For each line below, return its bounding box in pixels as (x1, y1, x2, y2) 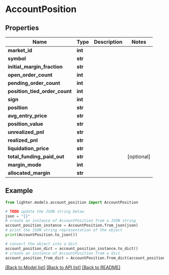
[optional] (127, 153, 151, 160)
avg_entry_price (8, 112, 47, 119)
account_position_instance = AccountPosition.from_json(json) (5, 223, 138, 228)
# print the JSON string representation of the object (5, 228, 123, 233)
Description (94, 39, 123, 45)
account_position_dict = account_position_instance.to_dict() (5, 246, 138, 251)
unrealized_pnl (8, 129, 44, 135)
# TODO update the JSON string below (5, 209, 84, 214)
